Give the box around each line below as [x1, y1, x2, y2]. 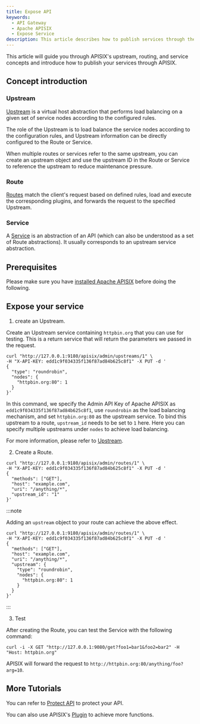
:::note [6, 507, 22, 514]
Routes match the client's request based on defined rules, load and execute [6, 191, 192, 198]
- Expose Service [11, 31, 55, 37]
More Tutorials [6, 683, 61, 694]
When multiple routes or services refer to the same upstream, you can [6, 150, 179, 157]
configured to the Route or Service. [6, 138, 93, 146]
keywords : [6, 14, 31, 20]
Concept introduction [6, 76, 87, 86]
